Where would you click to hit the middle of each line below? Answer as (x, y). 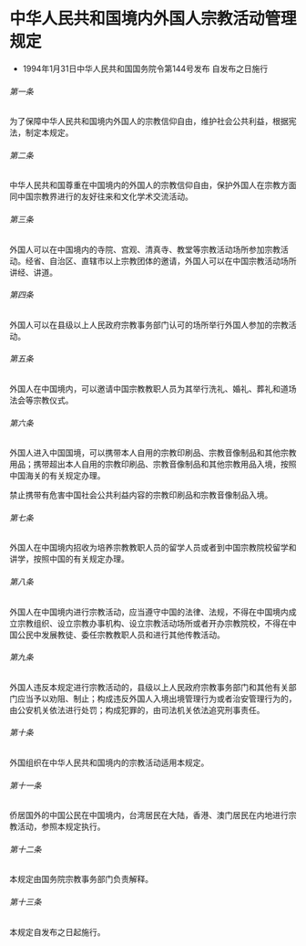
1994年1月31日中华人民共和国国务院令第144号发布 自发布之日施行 (145, 68)
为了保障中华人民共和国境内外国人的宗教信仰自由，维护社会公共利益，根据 (149, 121)
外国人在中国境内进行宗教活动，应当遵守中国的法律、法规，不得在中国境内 (149, 612)
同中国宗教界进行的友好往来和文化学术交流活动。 (101, 196)
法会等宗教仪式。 (41, 400)
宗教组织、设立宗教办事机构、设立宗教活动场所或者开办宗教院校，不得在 (153, 623)
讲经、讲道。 (33, 272)
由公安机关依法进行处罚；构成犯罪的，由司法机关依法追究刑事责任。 (137, 709)
